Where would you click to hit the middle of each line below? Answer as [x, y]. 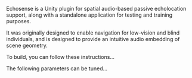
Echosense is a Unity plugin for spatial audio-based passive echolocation [96, 9]
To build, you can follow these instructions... [61, 57]
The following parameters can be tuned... [57, 68]
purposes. [19, 21]
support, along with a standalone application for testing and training [89, 15]
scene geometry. [27, 45]
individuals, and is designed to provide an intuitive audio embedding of [93, 39]
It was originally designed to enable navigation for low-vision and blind [93, 33]
